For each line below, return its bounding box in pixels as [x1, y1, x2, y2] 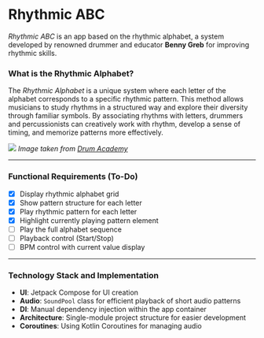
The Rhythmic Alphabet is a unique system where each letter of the [8, 86, 226, 95]
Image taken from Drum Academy [17, 144, 128, 154]
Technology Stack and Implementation [8, 269, 159, 280]
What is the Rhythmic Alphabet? [8, 68, 134, 79]
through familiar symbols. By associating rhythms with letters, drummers [8, 111, 244, 121]
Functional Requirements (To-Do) [8, 171, 138, 182]
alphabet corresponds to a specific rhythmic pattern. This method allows [8, 95, 244, 104]
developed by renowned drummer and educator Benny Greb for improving [8, 39, 250, 49]
